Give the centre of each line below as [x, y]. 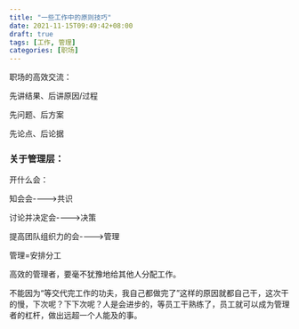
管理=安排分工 [36, 255]
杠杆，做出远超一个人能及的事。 [83, 316]
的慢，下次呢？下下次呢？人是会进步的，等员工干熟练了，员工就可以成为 [141, 304]
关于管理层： [37, 159]
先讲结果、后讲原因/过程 [54, 96]
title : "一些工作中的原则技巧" [61, 17]
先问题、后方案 [36, 115]
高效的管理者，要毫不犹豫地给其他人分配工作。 [95, 274]
